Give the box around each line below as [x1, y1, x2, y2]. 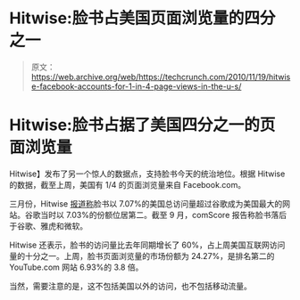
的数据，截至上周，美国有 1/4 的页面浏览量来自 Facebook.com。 [9, 179, 246, 190]
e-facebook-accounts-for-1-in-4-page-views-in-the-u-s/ [30, 81, 242, 92]
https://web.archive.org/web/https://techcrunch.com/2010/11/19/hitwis [30, 71, 291, 82]
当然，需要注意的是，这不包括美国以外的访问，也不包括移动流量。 [9, 280, 252, 291]
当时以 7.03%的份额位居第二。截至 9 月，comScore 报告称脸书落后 [39, 209, 287, 220]
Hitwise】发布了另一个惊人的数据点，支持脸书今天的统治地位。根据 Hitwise [9, 168, 286, 179]
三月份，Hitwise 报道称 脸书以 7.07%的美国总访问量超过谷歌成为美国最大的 [9, 198, 283, 209]
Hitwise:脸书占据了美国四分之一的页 [9, 115, 276, 135]
